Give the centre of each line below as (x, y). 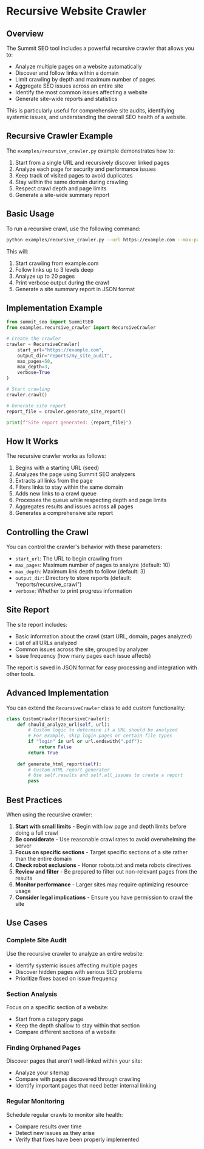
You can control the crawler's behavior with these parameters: (84, 547)
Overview (25, 34)
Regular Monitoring (36, 1102)
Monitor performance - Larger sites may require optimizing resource (101, 885)
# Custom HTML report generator (69, 770)
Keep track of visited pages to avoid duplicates (74, 175)
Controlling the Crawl (48, 532)
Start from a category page (49, 1019)
